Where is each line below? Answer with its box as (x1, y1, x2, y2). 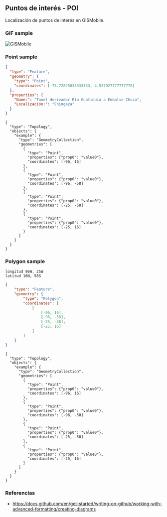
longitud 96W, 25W (5, 269, 43, 274)
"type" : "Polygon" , (23, 296, 64, 301)
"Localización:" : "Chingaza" (14, 102, 75, 107)
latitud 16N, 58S (5, 273, 41, 278)
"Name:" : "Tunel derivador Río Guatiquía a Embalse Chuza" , (14, 97, 142, 102)
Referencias (5, 489, 35, 496)
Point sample (5, 53, 38, 60)
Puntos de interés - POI (5, 4, 79, 12)
